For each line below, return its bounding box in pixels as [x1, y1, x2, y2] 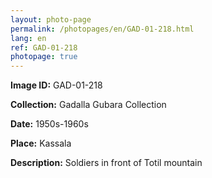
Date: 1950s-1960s [10, 118, 89, 130]
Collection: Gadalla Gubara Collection [10, 99, 167, 111]
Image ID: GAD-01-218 [10, 79, 103, 91]
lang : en [10, 33, 47, 43]
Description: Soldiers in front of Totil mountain [10, 157, 203, 169]
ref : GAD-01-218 [10, 42, 78, 53]
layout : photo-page [10, 14, 92, 25]
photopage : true [10, 52, 78, 62]
